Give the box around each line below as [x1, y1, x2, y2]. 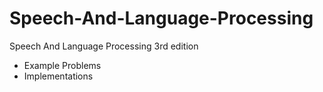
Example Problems [23, 59, 102, 71]
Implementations [23, 70, 94, 82]
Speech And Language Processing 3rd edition [9, 40, 199, 52]
